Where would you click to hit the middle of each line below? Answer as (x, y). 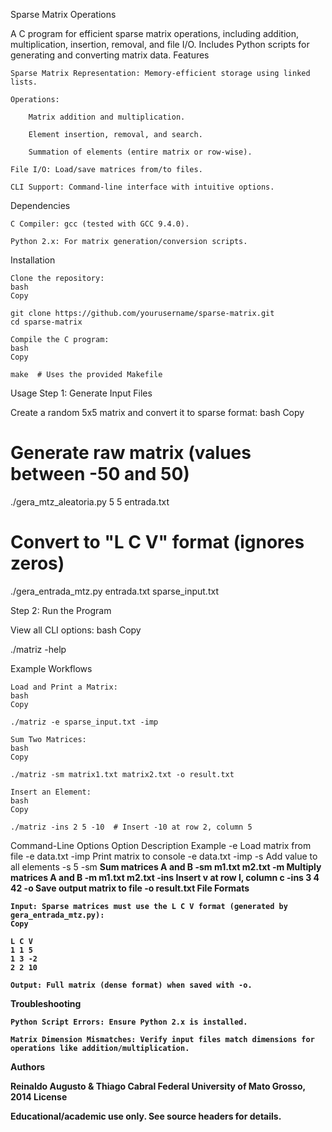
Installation (33, 260)
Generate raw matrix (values (131, 453)
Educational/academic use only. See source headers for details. (146, 1116)
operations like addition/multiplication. (100, 1048)
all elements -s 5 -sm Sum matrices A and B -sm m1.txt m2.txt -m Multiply (166, 866)
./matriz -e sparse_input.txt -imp (84, 722)
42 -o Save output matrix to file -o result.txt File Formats (130, 888)
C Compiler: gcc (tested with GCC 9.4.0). (100, 224)
